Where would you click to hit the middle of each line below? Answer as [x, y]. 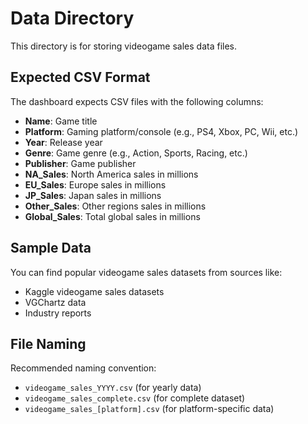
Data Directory [72, 18]
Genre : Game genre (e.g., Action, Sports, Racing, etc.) [136, 153]
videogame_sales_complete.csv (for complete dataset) [135, 398]
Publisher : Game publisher [80, 163]
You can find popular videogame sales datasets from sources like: [146, 272]
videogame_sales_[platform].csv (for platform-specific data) [149, 409]
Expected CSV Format [80, 77]
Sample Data [51, 248]
